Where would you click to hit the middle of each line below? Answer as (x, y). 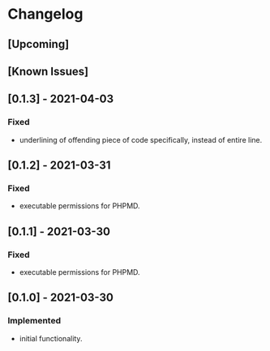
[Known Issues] (48, 71)
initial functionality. (51, 338)
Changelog (45, 14)
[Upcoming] (39, 44)
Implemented (34, 321)
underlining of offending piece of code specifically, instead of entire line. (141, 139)
